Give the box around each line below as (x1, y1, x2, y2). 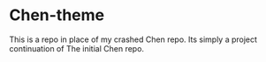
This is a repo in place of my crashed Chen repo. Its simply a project (9, 34, 258, 45)
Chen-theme (9, 5, 105, 25)
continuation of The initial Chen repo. (9, 43, 144, 53)
